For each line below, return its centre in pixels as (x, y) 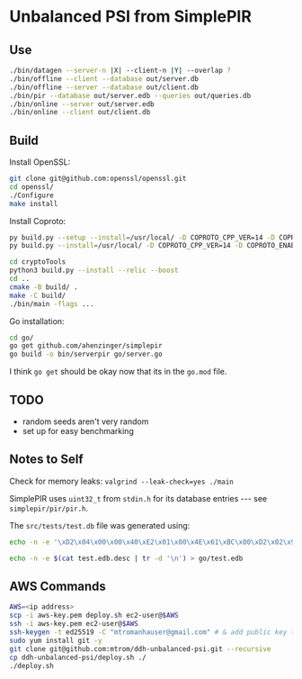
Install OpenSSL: (40, 162)
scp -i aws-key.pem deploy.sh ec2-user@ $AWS (94, 616)
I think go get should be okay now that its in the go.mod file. (118, 372)
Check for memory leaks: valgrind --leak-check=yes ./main (121, 481)
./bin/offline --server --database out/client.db (104, 87)
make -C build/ (38, 295)
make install (34, 204)
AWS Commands (58, 586)
